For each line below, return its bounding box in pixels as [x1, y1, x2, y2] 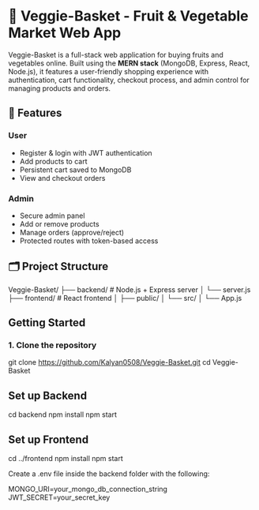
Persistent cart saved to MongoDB [19, 165, 132, 174]
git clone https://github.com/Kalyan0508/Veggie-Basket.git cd [8, 358, 211, 367]
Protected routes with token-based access [19, 236, 159, 246]
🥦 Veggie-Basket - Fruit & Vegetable [8, 7, 249, 25]
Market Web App [8, 24, 122, 42]
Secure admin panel [19, 211, 85, 220]
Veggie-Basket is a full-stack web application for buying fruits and [8, 50, 223, 59]
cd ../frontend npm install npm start [8, 454, 124, 463]
